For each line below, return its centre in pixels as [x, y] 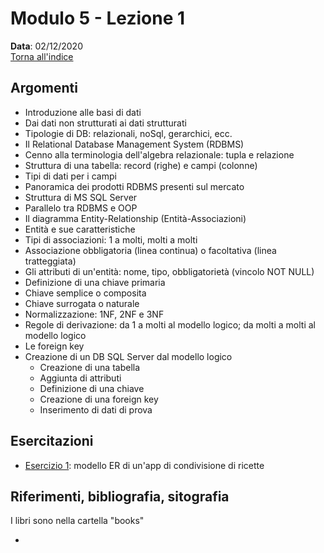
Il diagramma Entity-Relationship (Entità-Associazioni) [135, 218]
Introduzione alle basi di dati [83, 112]
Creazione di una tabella [90, 367]
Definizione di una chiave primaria [95, 282]
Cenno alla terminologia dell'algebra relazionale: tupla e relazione [159, 154]
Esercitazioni [52, 441]
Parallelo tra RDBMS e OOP [81, 208]
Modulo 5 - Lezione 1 [98, 18]
